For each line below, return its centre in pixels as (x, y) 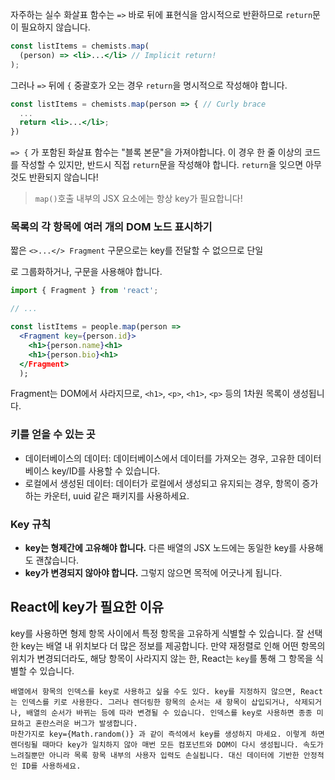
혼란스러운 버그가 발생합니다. (86, 723)
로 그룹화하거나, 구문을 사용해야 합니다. (86, 272)
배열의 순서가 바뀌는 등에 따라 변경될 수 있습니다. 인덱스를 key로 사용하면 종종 (169, 713)
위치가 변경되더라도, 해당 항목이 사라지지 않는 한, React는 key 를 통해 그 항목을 (161, 658)
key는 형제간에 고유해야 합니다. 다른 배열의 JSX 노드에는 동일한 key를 (160, 548)
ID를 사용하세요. (51, 766)
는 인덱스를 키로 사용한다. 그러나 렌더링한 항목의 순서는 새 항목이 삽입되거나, (150, 702)
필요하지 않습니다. (55, 27)
